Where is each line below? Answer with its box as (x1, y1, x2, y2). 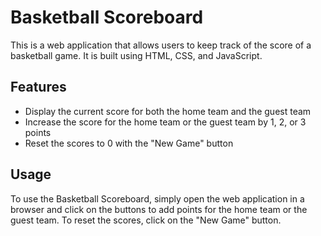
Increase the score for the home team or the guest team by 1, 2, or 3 (24, 116, 307, 128)
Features (10, 79, 67, 96)
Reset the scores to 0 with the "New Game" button (24, 137, 234, 149)
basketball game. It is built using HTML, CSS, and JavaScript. (10, 49, 263, 61)
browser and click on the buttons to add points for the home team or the (10, 203, 308, 215)
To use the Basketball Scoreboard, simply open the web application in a (10, 192, 305, 205)
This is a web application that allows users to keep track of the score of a (10, 39, 312, 51)
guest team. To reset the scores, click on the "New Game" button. (10, 214, 282, 226)
